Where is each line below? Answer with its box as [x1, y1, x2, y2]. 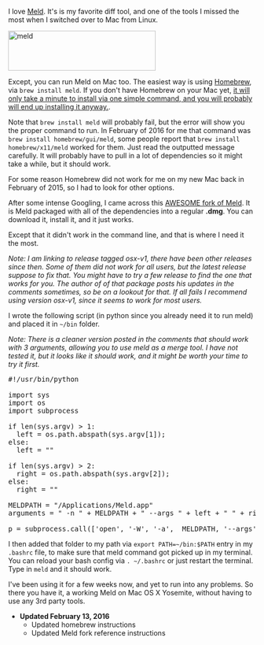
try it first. [8, 360, 40, 369]
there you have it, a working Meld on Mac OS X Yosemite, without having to [8, 588, 252, 597]
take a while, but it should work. [8, 159, 112, 169]
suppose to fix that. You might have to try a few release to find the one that [8, 271, 252, 280]
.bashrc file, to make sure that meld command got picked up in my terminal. [8, 547, 253, 557]
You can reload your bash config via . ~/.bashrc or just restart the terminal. [8, 556, 254, 565]
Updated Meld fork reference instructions [31, 628, 167, 637]
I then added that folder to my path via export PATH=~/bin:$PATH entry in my [8, 539, 253, 548]
